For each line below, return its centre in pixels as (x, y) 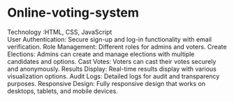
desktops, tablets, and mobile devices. (63, 91)
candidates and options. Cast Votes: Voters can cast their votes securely (112, 61)
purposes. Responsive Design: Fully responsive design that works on (107, 83)
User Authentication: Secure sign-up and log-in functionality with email (109, 39)
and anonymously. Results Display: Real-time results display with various (112, 69)
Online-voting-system (73, 13)
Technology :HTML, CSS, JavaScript (60, 32)
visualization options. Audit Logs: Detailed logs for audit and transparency (114, 76)
